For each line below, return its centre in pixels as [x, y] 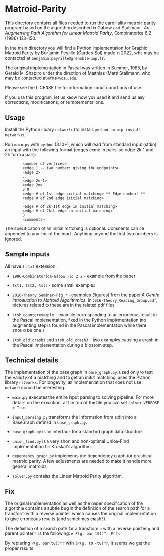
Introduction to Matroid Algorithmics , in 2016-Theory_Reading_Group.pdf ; [85, 300]
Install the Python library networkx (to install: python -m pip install [73, 129]
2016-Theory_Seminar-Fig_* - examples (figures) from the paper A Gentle [86, 295]
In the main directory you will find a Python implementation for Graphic [76, 48]
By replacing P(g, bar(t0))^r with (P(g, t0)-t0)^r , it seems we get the [78, 543]
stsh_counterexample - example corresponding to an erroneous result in [84, 314]
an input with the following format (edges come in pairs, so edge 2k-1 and [79, 149]
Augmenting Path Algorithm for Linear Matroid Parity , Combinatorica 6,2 [78, 33]
